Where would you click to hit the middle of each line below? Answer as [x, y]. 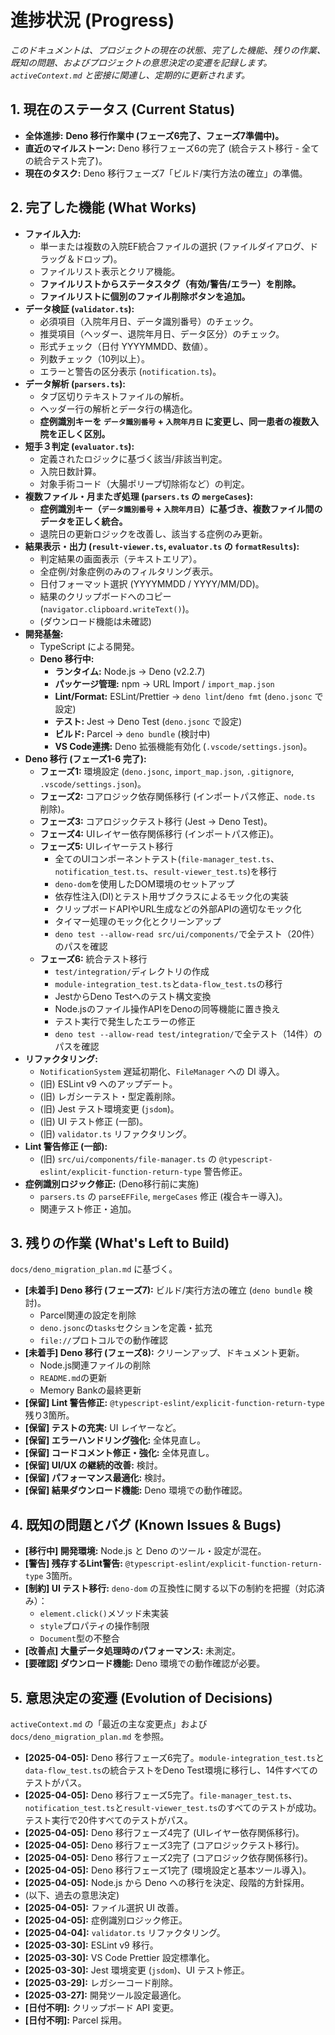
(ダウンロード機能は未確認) [95, 621]
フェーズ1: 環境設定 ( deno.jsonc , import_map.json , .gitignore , [167, 771]
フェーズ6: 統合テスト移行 [93, 958]
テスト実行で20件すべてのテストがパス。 [108, 1820]
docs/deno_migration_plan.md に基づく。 [94, 1269]
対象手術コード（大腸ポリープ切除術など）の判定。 [144, 483]
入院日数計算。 [70, 471]
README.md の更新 [73, 1378]
